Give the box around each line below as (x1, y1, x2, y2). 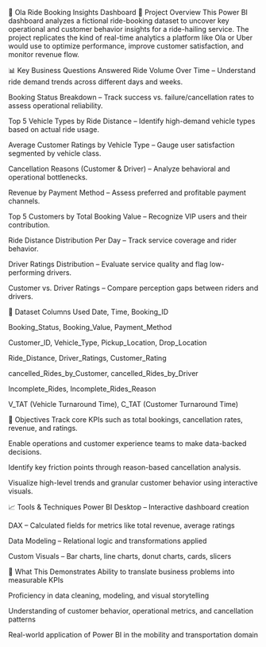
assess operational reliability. (8, 101, 103, 110)
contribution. (8, 220, 50, 230)
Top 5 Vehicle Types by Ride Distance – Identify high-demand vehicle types (8, 116, 256, 126)
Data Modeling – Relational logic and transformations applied (8, 537, 207, 545)
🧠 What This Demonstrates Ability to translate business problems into (8, 567, 235, 576)
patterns (8, 614, 36, 624)
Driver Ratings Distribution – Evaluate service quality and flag (8, 259, 208, 269)
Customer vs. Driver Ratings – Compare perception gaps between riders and (8, 283, 259, 293)
